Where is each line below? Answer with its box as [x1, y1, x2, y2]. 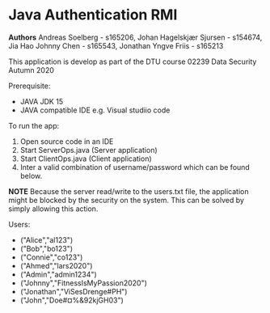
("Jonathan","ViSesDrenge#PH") [19, 286, 128, 296]
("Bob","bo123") [19, 243, 74, 253]
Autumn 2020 [8, 65, 55, 74]
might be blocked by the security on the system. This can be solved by [8, 195, 245, 205]
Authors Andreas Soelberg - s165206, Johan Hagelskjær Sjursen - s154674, [8, 32, 263, 42]
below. [19, 171, 43, 180]
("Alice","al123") [19, 235, 74, 244]
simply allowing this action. [8, 204, 99, 214]
